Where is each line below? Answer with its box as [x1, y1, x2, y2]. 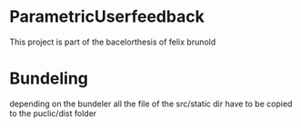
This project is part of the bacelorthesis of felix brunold [9, 36, 216, 47]
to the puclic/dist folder [9, 107, 97, 119]
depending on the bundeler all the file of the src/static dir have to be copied [9, 98, 293, 109]
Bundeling [9, 68, 89, 89]
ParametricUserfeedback [9, 6, 205, 27]
